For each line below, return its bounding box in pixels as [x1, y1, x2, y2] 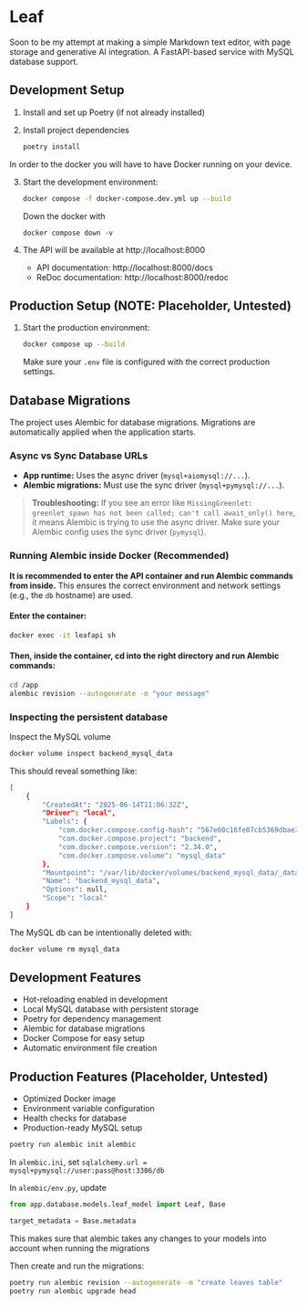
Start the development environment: [22, 176, 158, 187]
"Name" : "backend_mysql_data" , [42, 877, 161, 886]
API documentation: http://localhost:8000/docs [36, 262, 214, 273]
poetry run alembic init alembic [9, 1140, 137, 1150]
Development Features [9, 970, 141, 985]
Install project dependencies [22, 124, 130, 135]
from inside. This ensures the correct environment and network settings [9, 580, 281, 591]
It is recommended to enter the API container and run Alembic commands [9, 570, 294, 581]
